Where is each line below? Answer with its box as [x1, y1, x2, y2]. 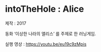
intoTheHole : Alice [5, 3, 84, 15]
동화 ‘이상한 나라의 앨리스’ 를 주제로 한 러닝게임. [5, 30, 97, 36]
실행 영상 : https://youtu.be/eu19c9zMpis [5, 41, 87, 47]
